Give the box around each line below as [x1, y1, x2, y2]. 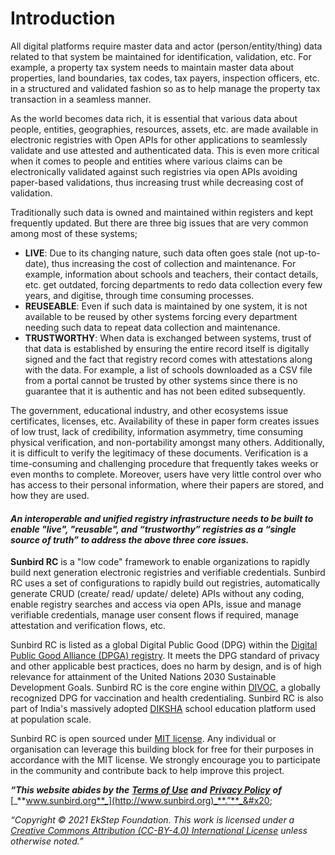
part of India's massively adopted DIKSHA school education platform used [10, 703, 317, 715]
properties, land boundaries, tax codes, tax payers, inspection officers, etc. [10, 72, 320, 84]
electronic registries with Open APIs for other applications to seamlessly [10, 133, 308, 146]
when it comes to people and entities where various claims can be [10, 155, 283, 167]
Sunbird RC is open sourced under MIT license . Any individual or [10, 733, 277, 745]
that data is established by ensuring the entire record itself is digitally [24, 342, 310, 354]
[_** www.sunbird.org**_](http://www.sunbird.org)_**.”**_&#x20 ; [10, 795, 273, 807]
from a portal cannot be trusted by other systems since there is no [24, 374, 298, 386]
